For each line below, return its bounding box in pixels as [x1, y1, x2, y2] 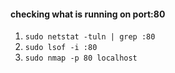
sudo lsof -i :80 [24, 43, 98, 53]
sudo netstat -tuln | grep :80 [24, 32, 156, 42]
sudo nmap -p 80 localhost [24, 53, 138, 64]
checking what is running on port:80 [10, 8, 166, 20]
